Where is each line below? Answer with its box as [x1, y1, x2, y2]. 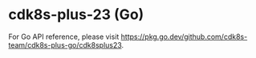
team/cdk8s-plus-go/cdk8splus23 [8, 40, 122, 49]
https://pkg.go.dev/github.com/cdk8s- [120, 32, 248, 41]
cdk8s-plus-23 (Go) [8, 6, 144, 24]
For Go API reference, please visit [8, 32, 120, 41]
